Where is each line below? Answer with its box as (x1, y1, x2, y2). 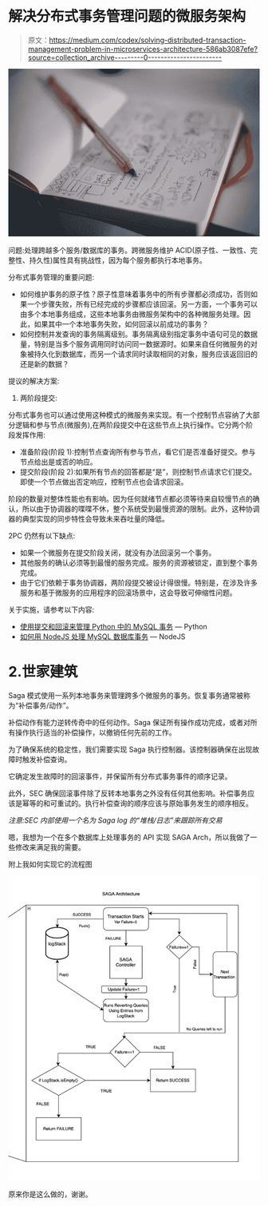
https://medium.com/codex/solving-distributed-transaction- (49, 35, 246, 45)
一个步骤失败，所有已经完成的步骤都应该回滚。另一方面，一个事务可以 (26, 300, 258, 309)
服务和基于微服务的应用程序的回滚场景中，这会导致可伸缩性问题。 (19, 588, 237, 597)
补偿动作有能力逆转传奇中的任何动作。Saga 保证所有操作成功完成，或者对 (8, 718, 251, 728)
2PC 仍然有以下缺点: (8, 531, 76, 541)
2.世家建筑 (8, 663, 78, 681)
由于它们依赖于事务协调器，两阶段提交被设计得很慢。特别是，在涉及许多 (19, 578, 258, 588)
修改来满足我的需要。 (14, 843, 85, 852)
